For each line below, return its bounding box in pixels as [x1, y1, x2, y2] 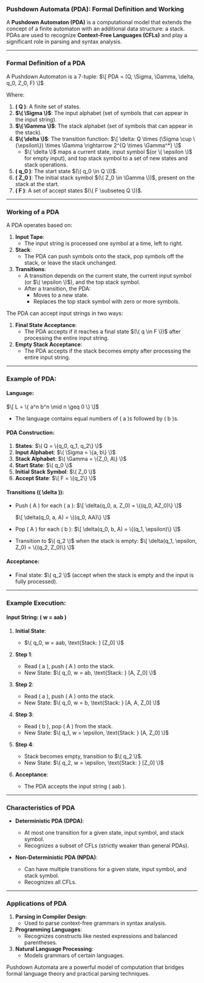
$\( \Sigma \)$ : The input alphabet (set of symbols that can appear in [15, 109, 189, 117]
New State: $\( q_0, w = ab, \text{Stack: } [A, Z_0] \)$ [24, 669, 157, 676]
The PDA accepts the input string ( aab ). [24, 782, 126, 790]
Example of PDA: [6, 374, 57, 383]
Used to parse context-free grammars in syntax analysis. [24, 920, 167, 927]
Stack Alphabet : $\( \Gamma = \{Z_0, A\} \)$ [15, 455, 127, 463]
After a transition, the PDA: [24, 285, 91, 292]
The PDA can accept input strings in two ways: [6, 309, 123, 317]
